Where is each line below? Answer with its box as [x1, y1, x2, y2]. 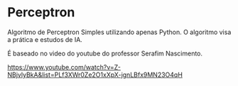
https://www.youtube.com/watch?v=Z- [7, 63, 121, 71]
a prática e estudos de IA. [7, 35, 83, 43]
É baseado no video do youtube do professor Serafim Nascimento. [7, 49, 203, 58]
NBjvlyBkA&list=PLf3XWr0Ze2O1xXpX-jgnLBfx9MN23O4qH [7, 70, 183, 79]
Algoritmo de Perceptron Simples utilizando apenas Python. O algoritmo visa [7, 28, 232, 36]
